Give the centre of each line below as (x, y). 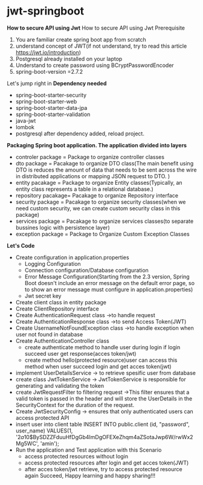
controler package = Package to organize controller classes (90, 157)
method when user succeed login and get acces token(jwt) (98, 366)
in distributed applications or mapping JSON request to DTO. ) (93, 176)
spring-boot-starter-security (51, 95)
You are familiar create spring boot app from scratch (81, 39)
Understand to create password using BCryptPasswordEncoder (95, 65)
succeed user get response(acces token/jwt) (80, 353)
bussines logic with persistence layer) (63, 227)
